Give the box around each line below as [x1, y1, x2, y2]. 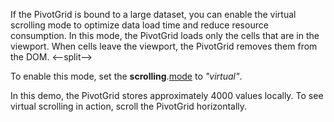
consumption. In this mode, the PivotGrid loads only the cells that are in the [10, 30, 320, 41]
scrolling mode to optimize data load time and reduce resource [10, 19, 269, 31]
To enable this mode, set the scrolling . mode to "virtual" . [10, 70, 243, 82]
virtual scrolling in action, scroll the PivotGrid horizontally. [10, 100, 248, 112]
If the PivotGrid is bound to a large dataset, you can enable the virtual [10, 9, 297, 20]
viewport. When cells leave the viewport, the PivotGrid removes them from [10, 40, 318, 52]
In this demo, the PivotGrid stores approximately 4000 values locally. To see [10, 90, 324, 101]
